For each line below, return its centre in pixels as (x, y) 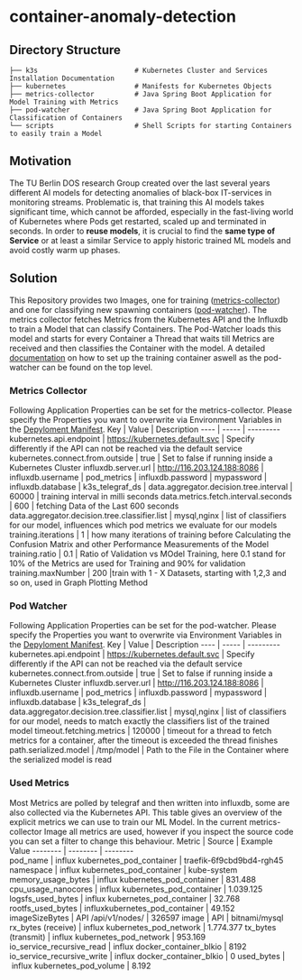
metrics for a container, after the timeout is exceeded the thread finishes (144, 740)
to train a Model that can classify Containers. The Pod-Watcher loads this (146, 329)
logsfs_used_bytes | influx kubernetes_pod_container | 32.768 (125, 898)
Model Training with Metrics (64, 102)
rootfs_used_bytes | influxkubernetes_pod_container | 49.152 (122, 908)
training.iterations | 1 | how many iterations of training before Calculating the (150, 535)
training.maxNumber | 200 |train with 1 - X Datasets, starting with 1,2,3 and (148, 572)
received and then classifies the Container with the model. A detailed (137, 348)
